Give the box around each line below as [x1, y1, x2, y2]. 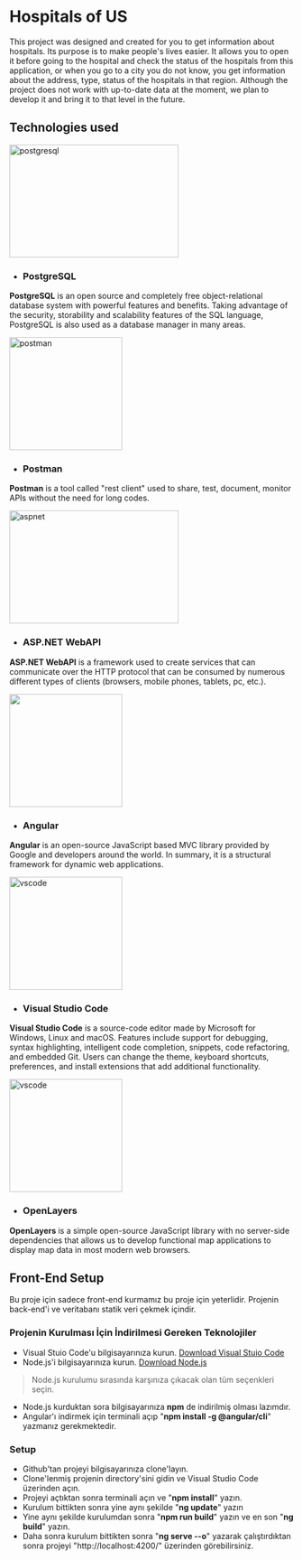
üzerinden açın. [22, 1482, 81, 1493]
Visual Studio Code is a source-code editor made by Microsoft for [9, 1023, 256, 1033]
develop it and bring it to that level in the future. [9, 93, 186, 105]
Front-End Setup [9, 1270, 105, 1285]
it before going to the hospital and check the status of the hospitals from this [9, 55, 294, 66]
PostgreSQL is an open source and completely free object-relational [9, 291, 263, 302]
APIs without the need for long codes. [9, 492, 151, 503]
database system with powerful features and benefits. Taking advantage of [9, 300, 288, 311]
